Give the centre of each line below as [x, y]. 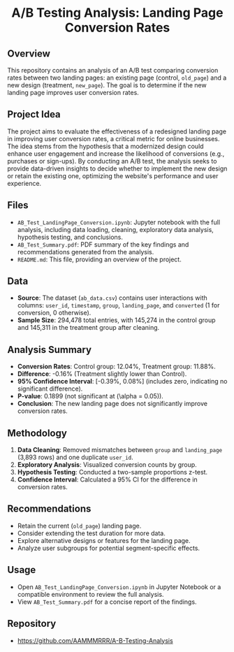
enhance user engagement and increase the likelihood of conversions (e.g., [116, 153]
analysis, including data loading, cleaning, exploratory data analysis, [116, 229]
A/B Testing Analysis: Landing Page [117, 13]
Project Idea [34, 114]
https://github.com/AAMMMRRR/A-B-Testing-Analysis [95, 640]
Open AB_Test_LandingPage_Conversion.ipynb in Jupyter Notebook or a [119, 587]
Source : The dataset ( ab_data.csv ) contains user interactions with [112, 298]
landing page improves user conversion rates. [73, 93]
